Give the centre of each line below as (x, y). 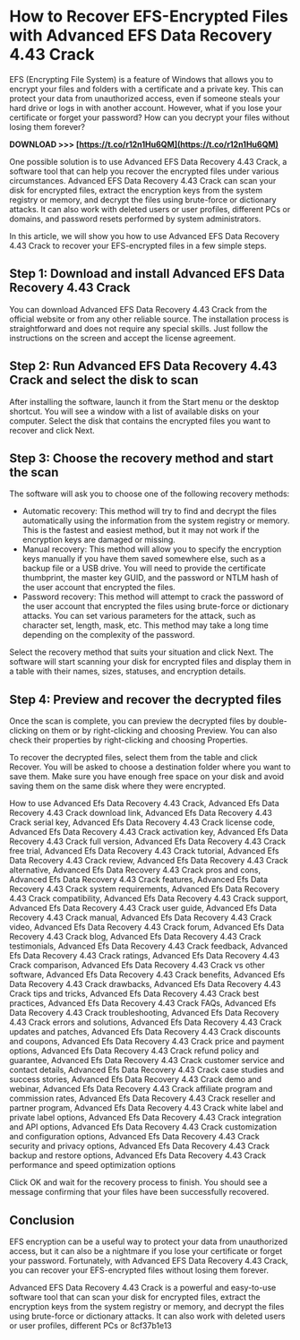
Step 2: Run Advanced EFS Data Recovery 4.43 (143, 366)
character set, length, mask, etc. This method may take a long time (145, 625)
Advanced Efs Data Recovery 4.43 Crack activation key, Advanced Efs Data (149, 832)
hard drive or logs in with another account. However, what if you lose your (146, 107)
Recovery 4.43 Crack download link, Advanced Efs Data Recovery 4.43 (141, 813)
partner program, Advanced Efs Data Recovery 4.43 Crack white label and (146, 1108)
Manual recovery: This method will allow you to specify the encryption (152, 549)
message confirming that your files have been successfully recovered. (139, 1192)
